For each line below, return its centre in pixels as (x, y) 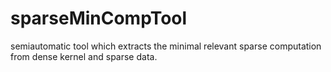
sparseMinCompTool (99, 18)
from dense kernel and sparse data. (84, 56)
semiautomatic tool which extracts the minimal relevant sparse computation (166, 46)
